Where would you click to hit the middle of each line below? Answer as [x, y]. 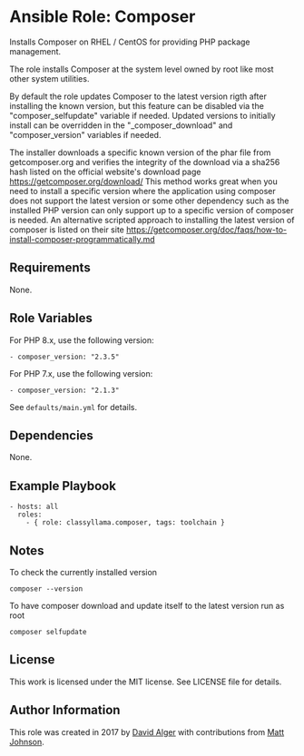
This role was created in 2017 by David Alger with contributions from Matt [147, 731]
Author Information [65, 710]
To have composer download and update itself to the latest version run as [147, 606]
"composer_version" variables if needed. [85, 134]
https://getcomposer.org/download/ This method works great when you [144, 181]
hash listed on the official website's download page [105, 172]
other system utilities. [49, 78]
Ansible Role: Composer [103, 17]
